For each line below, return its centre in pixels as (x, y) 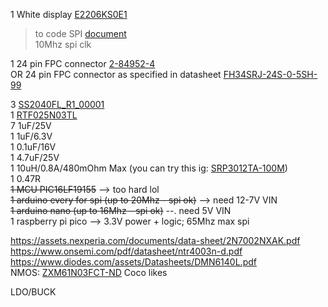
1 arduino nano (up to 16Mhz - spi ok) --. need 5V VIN (121, 210)
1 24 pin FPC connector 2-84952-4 (83, 63)
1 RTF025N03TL (44, 115)
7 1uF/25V (31, 125)
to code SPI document (80, 33)
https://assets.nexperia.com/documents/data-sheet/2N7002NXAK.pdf (155, 240)
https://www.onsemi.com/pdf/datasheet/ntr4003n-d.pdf (126, 251)
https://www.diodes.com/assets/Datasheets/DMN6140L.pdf (133, 262)
